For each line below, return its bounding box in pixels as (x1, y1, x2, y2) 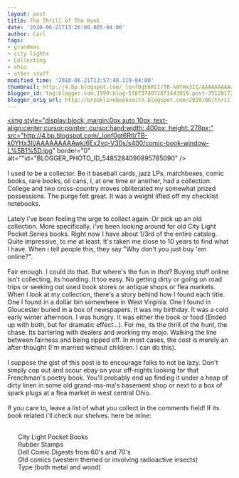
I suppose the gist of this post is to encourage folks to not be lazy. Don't (7, 358, 218, 367)
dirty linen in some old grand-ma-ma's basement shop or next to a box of (7, 381, 223, 389)
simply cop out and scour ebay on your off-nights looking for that (7, 366, 199, 374)
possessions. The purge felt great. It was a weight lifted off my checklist (7, 192, 219, 200)
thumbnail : (7, 83, 40, 90)
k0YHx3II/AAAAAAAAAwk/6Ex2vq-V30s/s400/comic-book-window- (7, 139, 210, 147)
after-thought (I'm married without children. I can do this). (7, 343, 176, 351)
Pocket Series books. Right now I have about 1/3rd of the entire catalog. (7, 229, 218, 238)
